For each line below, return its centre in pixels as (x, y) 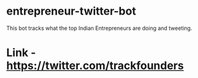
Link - (21, 53)
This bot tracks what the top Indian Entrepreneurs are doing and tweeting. (99, 28)
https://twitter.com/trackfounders (95, 66)
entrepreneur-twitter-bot (71, 11)
